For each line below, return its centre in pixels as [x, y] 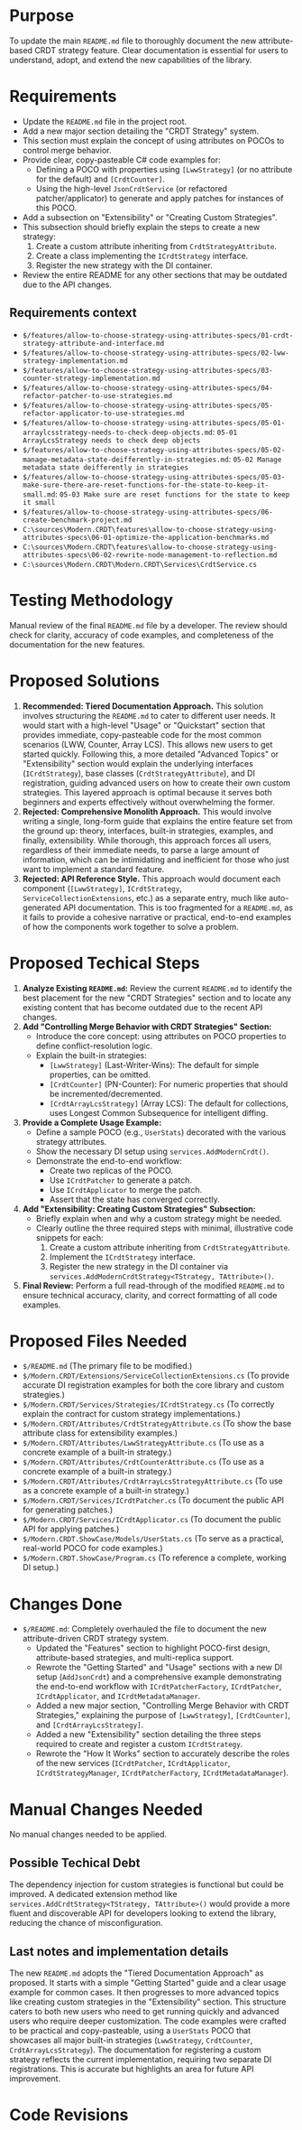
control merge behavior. [67, 150]
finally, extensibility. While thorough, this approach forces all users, [147, 840]
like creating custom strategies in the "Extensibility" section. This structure [148, 2002]
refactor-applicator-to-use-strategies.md [103, 413]
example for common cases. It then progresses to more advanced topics [144, 1992]
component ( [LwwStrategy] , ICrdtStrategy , [102, 888]
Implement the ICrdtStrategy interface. [122, 1257]
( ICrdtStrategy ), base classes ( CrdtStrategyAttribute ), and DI [138, 773]
